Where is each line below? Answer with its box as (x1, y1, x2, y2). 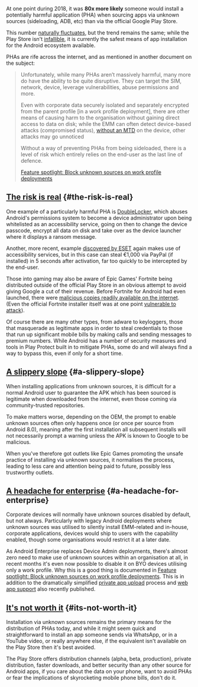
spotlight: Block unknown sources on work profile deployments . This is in (6, 573, 184, 580)
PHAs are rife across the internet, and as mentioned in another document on (6, 53, 192, 60)
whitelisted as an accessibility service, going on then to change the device (6, 220, 188, 227)
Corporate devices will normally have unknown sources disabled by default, (6, 511, 191, 518)
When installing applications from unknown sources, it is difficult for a (6, 382, 176, 390)
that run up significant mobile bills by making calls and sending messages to (6, 331, 192, 338)
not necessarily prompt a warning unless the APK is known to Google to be (6, 432, 189, 439)
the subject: (6, 59, 35, 67)
